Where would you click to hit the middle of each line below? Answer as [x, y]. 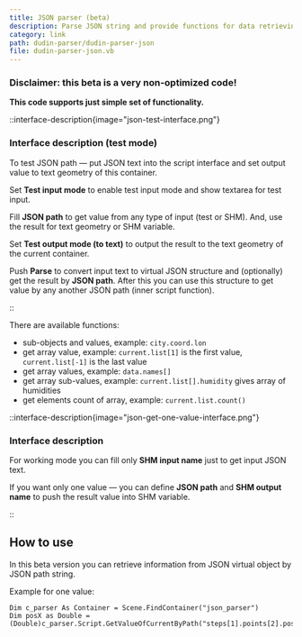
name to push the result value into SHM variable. [100, 497]
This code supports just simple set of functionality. [107, 102]
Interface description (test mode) [83, 143]
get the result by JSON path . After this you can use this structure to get [142, 280]
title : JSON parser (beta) [60, 18]
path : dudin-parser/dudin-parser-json [82, 43]
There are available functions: [64, 324]
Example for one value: [52, 591]
